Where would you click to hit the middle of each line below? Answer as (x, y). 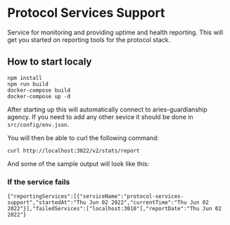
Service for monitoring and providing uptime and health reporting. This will (115, 32)
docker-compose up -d (39, 96)
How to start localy (50, 62)
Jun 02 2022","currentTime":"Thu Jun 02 (149, 203)
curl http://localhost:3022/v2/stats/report (74, 151)
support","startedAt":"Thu (47, 203)
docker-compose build (39, 90)
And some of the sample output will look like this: (78, 163)
